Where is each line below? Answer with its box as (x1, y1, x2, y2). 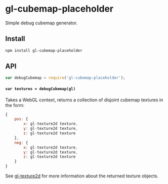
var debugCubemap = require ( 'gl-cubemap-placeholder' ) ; (5, 76, 125, 81)
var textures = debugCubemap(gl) (5, 86, 76, 91)
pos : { (14, 117, 28, 122)
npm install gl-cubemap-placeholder (5, 48, 82, 53)
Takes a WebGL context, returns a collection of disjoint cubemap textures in (5, 97, 163, 103)
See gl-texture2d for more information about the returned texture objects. (5, 173, 158, 179)
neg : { (14, 140, 28, 145)
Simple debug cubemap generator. (5, 20, 78, 26)
